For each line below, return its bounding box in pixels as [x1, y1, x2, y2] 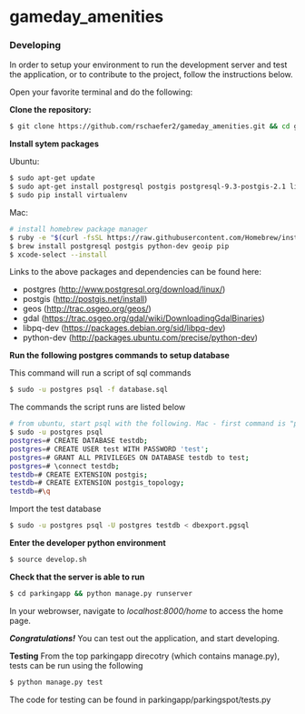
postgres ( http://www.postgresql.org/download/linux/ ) [22, 284, 226, 295]
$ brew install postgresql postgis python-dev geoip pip [9, 241, 230, 251]
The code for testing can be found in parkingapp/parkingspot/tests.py [9, 694, 271, 705]
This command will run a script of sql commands [9, 367, 192, 378]
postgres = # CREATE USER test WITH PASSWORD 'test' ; [9, 444, 209, 454]
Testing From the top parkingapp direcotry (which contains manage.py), [9, 650, 280, 661]
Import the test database [9, 503, 102, 515]
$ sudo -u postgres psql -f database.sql [9, 385, 169, 395]
